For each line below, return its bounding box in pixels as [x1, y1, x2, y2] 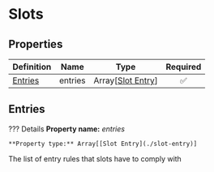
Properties [8, 37, 63, 51]
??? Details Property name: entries [8, 123, 126, 134]
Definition [12, 62, 52, 72]
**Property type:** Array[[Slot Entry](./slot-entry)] [8, 140, 198, 148]
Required [165, 62, 202, 72]
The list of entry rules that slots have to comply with [8, 153, 182, 163]
